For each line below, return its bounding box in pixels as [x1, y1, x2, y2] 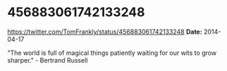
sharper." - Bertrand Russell [7, 56, 88, 64]
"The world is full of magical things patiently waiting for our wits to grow [7, 49, 217, 57]
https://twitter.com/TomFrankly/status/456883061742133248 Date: [7, 27, 202, 36]
